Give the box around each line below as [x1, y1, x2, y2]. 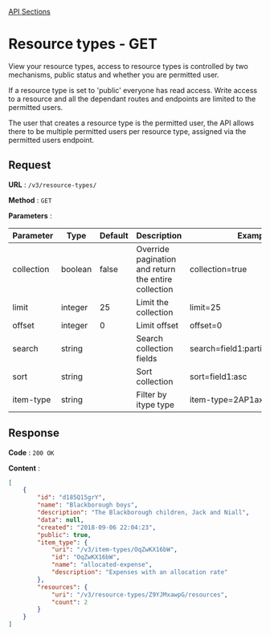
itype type [136, 399, 175, 410]
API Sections [8, 7, 51, 16]
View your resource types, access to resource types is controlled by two [8, 61, 249, 71]
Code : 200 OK [8, 447, 55, 457]
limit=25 [189, 301, 221, 312]
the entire [136, 273, 173, 284]
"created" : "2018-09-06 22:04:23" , [37, 523, 157, 531]
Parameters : [8, 210, 52, 220]
